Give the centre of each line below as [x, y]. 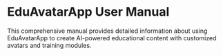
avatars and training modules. [49, 45]
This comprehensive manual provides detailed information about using [107, 31]
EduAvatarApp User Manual [88, 12]
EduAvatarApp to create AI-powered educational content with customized [112, 38]
